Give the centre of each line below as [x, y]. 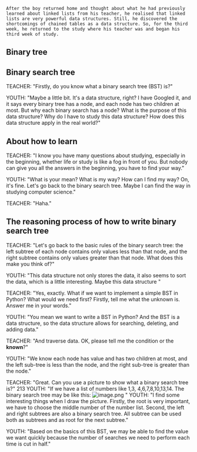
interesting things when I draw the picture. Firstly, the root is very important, [98, 401]
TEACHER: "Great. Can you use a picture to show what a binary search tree [97, 382]
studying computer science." [41, 192]
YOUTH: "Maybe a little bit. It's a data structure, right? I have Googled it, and [98, 98]
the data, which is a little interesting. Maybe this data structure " [84, 281]
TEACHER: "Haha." [29, 204]
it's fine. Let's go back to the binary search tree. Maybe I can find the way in [98, 186]
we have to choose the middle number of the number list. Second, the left [95, 407]
